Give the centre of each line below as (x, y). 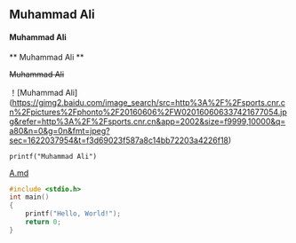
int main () (29, 197)
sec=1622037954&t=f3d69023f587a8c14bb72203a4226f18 (119, 140)
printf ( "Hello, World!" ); (73, 214)
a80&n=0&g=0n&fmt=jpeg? (60, 130)
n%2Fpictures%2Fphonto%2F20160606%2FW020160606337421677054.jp (148, 112)
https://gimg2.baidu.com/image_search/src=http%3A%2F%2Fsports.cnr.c (149, 102)
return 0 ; (44, 222)
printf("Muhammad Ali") (53, 156)
